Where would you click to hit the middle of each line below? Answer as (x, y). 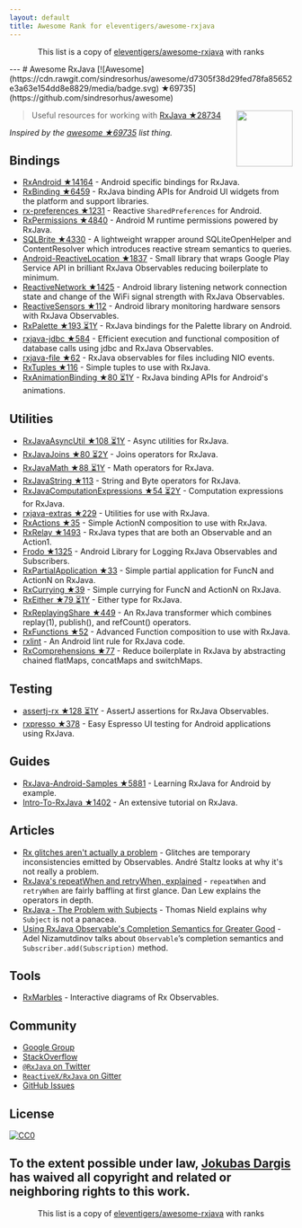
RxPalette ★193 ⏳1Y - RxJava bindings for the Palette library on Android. (157, 326)
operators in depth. (58, 900)
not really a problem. (61, 871)
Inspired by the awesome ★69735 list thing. (91, 132)
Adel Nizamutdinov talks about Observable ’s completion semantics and (153, 938)
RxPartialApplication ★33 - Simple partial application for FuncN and (148, 570)
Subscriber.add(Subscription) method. (95, 948)
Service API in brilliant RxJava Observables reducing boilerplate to (145, 268)
